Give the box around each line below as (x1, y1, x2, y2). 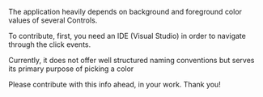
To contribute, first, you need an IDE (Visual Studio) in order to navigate (8, 32, 247, 40)
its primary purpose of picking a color (8, 64, 134, 74)
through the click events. (8, 40, 91, 49)
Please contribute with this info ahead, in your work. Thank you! (8, 80, 221, 89)
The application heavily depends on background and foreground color (8, 7, 243, 16)
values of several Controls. (8, 15, 98, 25)
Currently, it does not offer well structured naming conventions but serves (8, 56, 255, 65)
